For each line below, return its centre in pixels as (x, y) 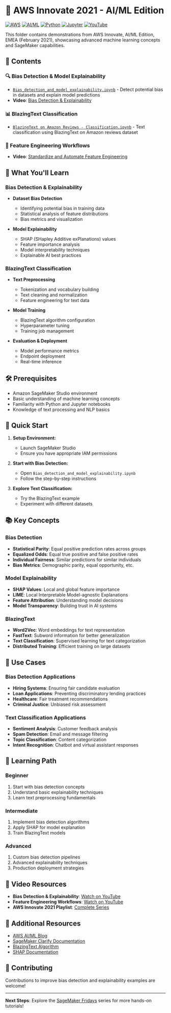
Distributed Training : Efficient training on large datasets (72, 647)
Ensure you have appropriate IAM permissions (69, 453)
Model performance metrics (50, 351)
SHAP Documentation (35, 952)
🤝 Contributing (29, 968)
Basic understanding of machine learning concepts (66, 399)
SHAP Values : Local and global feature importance (66, 589)
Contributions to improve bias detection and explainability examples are (80, 980)
